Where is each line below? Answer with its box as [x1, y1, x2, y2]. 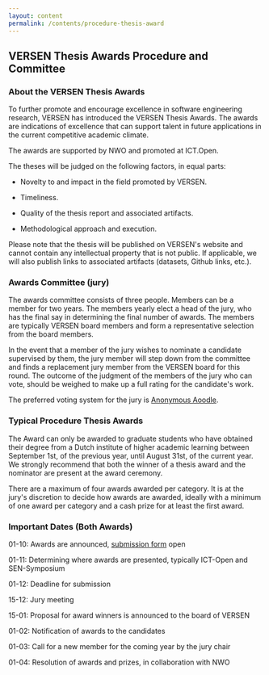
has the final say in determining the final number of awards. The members [8, 312, 254, 322]
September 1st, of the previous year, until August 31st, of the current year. [8, 451, 254, 460]
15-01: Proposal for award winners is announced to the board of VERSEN [8, 610, 250, 620]
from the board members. [8, 329, 95, 339]
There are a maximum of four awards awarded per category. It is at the [8, 484, 244, 493]
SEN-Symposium [8, 564, 65, 573]
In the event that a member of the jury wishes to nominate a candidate [8, 345, 242, 355]
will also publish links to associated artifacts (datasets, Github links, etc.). [8, 257, 252, 266]
